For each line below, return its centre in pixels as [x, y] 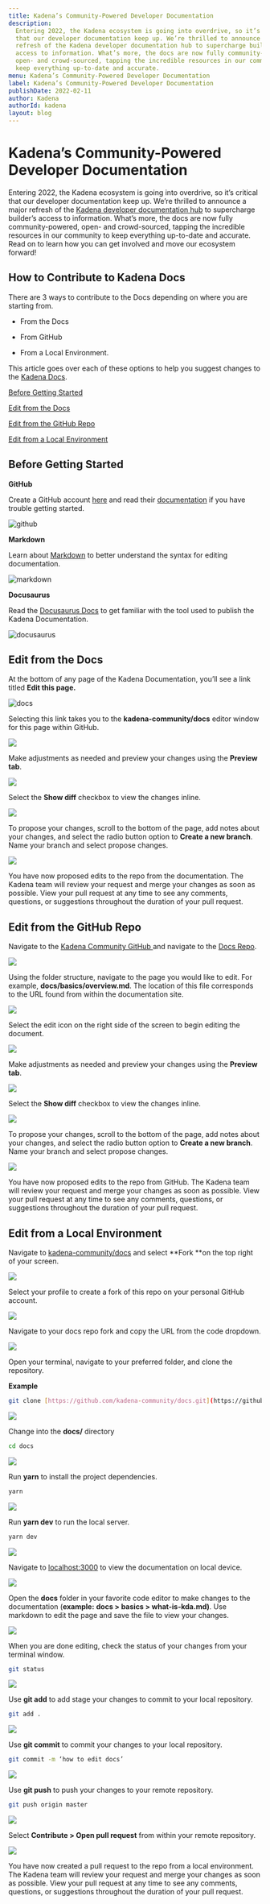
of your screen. [34, 1261]
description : [30, 23]
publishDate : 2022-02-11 [50, 91]
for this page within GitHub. [54, 728]
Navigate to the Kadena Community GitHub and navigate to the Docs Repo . [133, 947]
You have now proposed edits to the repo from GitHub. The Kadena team [129, 1182]
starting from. [31, 305]
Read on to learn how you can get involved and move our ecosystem [122, 243]
